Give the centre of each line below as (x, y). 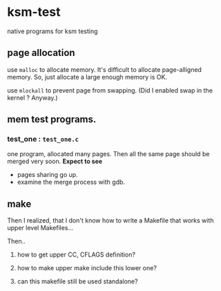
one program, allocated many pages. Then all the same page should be (108, 154)
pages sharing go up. (47, 175)
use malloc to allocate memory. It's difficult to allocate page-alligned (105, 69)
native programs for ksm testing (52, 31)
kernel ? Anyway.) (32, 97)
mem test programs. (52, 119)
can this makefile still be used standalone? (77, 281)
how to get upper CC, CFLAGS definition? (76, 255)
